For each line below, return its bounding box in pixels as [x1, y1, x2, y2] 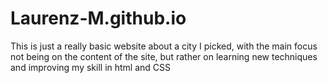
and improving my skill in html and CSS [10, 61, 172, 73]
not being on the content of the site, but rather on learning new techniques [10, 50, 318, 62]
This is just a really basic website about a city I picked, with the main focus [10, 40, 318, 52]
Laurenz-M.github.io [10, 7, 187, 30]
